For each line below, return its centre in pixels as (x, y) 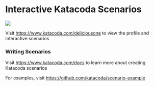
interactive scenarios (27, 38)
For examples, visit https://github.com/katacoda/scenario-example (75, 78)
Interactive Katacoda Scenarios (73, 9)
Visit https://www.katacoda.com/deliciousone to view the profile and (77, 33)
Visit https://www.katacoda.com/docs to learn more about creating (75, 63)
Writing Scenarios (28, 51)
